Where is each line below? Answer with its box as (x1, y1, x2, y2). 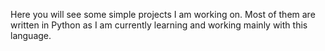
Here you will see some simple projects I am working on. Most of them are (10, 9, 316, 20)
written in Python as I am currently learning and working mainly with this (10, 19, 308, 31)
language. (10, 30, 52, 41)
